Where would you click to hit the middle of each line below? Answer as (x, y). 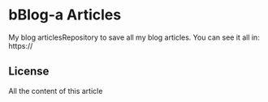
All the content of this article (56, 91)
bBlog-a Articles (65, 15)
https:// (21, 45)
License (29, 72)
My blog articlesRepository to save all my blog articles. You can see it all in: (134, 37)
